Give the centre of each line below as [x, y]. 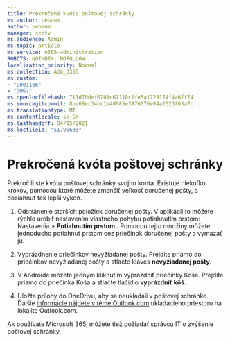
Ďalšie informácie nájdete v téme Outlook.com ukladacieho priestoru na [119, 303]
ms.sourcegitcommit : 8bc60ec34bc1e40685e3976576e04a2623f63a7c [100, 104]
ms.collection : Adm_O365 [43, 71]
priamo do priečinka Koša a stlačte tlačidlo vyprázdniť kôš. [102, 282]
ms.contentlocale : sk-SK [43, 117]
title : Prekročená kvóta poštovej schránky [71, 14]
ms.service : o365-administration [55, 53]
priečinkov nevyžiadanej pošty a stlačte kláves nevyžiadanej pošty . [114, 262]
